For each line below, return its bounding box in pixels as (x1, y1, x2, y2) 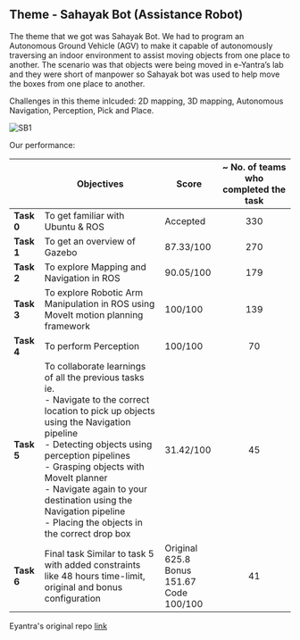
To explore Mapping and (44, 261, 147, 273)
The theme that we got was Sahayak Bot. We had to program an (9, 30, 245, 41)
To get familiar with (44, 209, 125, 221)
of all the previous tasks (44, 370, 145, 383)
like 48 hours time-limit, (44, 569, 146, 582)
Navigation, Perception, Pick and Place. (9, 104, 154, 115)
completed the (222, 183, 287, 195)
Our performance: (9, 139, 76, 150)
